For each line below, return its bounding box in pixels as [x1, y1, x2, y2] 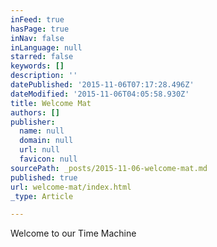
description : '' [10, 71, 78, 81]
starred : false [10, 52, 74, 62]
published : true [10, 172, 78, 183]
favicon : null [19, 154, 78, 164]
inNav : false [10, 33, 65, 43]
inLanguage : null [10, 42, 83, 53]
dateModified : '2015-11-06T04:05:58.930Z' [10, 89, 190, 99]
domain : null [19, 136, 74, 146]
